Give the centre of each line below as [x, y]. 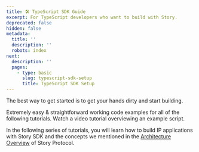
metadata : [19, 34]
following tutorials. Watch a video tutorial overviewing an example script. [96, 119]
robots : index [29, 51]
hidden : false [24, 28]
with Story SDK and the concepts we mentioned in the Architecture [89, 137]
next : [13, 56]
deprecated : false [29, 23]
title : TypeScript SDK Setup [58, 84]
